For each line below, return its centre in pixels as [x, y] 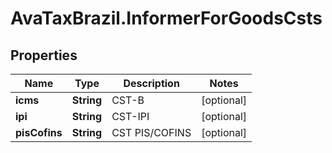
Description [151, 83]
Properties [44, 55]
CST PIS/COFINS [151, 132]
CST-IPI [130, 116]
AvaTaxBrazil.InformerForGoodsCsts [166, 18]
